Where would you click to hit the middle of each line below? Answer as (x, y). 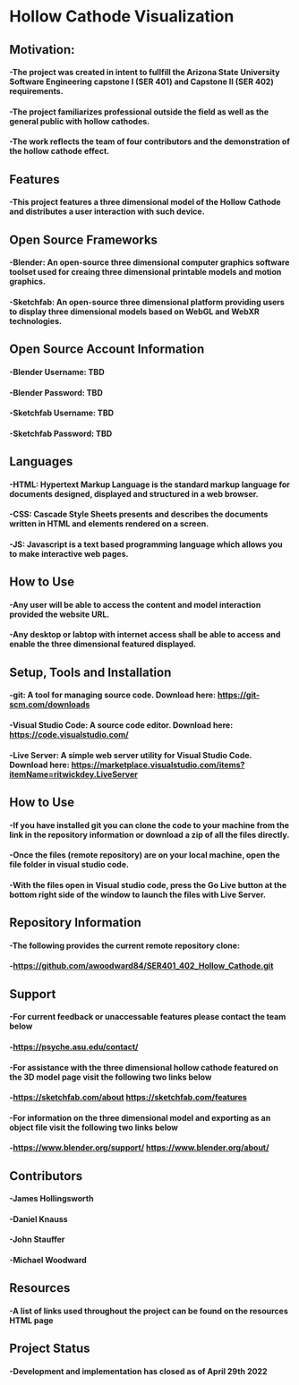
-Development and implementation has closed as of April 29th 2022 (138, 1372)
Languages (41, 462)
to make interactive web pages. (69, 553)
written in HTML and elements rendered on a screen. (109, 524)
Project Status (50, 1349)
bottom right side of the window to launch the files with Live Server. (138, 894)
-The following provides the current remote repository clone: (124, 945)
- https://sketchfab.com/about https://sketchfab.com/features (128, 1098)
